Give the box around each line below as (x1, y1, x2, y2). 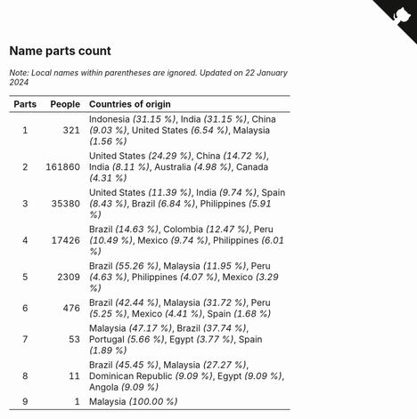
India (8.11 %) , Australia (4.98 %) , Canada (88, 160, 269, 173)
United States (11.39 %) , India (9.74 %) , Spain (88, 186, 286, 198)
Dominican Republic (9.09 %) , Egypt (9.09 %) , (88, 369, 285, 382)
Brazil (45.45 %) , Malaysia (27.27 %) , (88, 359, 249, 371)
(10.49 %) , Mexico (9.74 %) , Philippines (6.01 (88, 234, 285, 246)
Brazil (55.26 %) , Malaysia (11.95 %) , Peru (88, 259, 271, 271)
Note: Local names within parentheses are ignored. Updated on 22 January (9, 67, 288, 77)
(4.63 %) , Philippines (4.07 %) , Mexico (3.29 (88, 270, 279, 283)
